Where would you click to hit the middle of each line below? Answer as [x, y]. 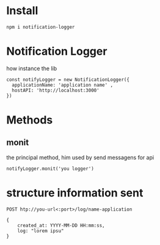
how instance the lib [32, 68]
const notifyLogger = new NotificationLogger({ [68, 80]
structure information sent [75, 193]
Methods [30, 120]
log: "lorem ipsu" [41, 231]
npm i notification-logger [41, 27]
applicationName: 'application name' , [63, 85]
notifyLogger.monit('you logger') [50, 169]
